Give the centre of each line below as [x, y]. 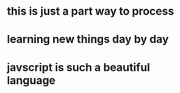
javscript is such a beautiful [78, 67]
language [31, 80]
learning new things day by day [88, 39]
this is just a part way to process [91, 11]
